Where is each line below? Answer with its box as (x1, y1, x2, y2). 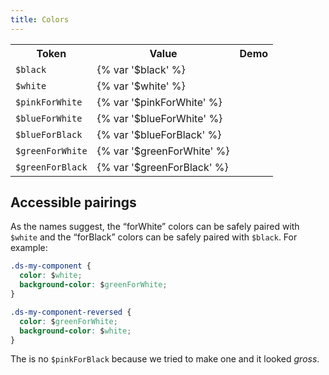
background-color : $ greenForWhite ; (19, 280, 168, 290)
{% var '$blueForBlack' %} (96, 127, 222, 141)
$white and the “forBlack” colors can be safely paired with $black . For (10, 231, 298, 243)
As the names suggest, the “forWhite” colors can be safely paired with (10, 221, 300, 233)
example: (10, 242, 48, 254)
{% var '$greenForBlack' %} (96, 160, 229, 174)
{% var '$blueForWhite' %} (96, 111, 223, 125)
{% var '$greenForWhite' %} (96, 144, 230, 158)
